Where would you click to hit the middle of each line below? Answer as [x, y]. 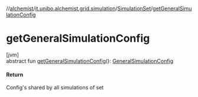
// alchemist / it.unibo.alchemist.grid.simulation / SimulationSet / [79, 9]
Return [15, 74]
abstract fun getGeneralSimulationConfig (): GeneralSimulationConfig [90, 61]
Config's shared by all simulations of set [55, 88]
